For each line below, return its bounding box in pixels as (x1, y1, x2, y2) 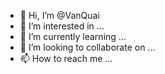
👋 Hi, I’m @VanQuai (19, 10, 100, 21)
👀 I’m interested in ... (19, 20, 105, 32)
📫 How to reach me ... (19, 53, 113, 64)
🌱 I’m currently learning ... (19, 31, 127, 42)
